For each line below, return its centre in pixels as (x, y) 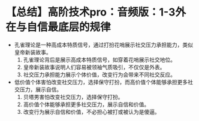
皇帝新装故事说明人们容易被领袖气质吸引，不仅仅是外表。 (94, 67)
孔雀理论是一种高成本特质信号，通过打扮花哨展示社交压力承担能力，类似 (103, 45)
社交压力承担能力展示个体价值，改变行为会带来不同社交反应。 (99, 75)
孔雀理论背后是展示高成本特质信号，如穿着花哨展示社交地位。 (99, 60)
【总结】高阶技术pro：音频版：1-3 (91, 12)
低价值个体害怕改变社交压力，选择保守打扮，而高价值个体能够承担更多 (101, 82)
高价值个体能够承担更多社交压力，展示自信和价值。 (86, 104)
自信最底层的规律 (69, 27)
